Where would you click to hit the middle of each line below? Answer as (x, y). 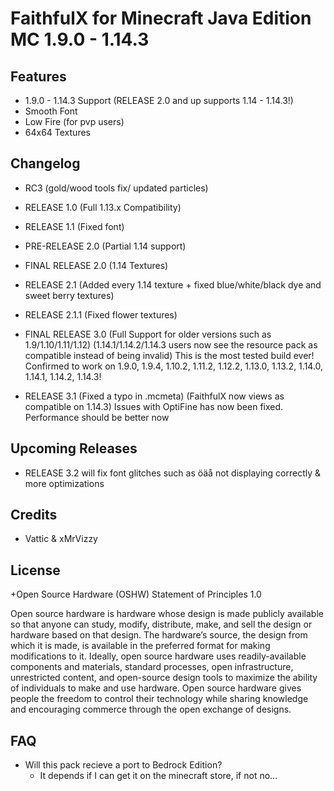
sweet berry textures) (69, 295)
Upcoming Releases (74, 448)
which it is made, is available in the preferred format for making (140, 646)
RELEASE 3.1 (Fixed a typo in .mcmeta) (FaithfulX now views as (154, 396)
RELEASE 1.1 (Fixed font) (74, 226)
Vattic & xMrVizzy (61, 539)
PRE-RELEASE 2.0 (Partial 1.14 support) (105, 246)
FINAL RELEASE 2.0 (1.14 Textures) (96, 265)
